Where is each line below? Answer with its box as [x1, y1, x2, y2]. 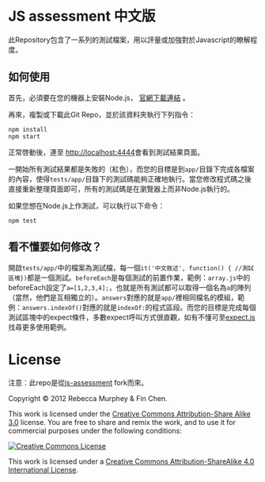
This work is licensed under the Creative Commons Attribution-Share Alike [8, 409, 251, 419]
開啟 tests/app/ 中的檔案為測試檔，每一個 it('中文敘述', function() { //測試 [8, 262, 255, 272]
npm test [8, 216, 37, 224]
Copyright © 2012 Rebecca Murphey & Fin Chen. [8, 393, 168, 403]
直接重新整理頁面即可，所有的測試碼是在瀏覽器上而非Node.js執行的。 [8, 184, 235, 193]
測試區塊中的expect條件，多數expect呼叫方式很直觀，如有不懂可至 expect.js [8, 312, 256, 322]
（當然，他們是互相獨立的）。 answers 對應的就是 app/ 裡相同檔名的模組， [8, 293, 238, 302]
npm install [8, 125, 47, 133]
